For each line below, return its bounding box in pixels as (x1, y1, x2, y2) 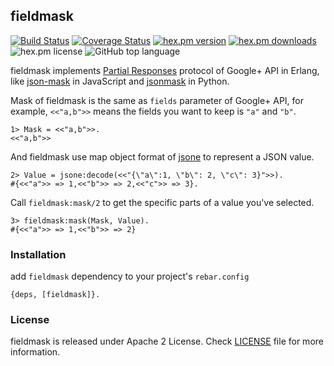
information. (10, 346, 61, 358)
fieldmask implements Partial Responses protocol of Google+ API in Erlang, (10, 64, 320, 76)
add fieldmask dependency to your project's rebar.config (10, 270, 250, 283)
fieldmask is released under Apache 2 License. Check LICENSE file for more (10, 335, 324, 348)
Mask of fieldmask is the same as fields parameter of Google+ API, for (10, 94, 305, 106)
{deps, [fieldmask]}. (10, 290, 101, 300)
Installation (10, 247, 67, 261)
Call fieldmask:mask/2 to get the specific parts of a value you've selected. (10, 196, 315, 208)
